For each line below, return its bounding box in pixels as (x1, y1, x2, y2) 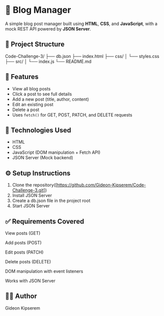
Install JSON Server (12, 193, 53, 199)
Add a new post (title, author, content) (12, 96, 89, 102)
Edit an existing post (12, 101, 54, 107)
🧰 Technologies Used (5, 126, 71, 134)
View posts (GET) (5, 230, 41, 236)
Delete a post (12, 107, 39, 113)
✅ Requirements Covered (5, 217, 84, 226)
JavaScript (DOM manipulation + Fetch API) (12, 149, 101, 155)
